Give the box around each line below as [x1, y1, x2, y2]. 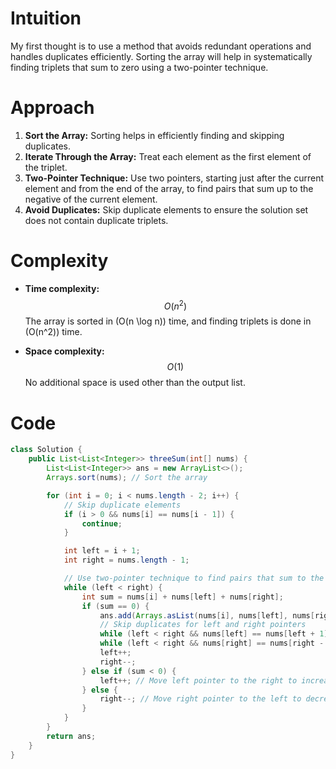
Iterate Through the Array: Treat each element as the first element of [24, 150, 312, 162]
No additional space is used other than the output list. [24, 377, 246, 389]
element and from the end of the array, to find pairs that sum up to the [24, 182, 314, 194]
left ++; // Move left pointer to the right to [99, 675, 298, 686]
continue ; [81, 518, 123, 529]
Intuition [10, 7, 82, 30]
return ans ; [46, 731, 97, 741]
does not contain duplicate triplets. [24, 214, 169, 226]
